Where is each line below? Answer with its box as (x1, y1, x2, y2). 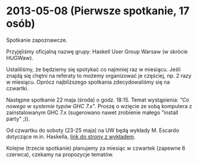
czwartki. (6, 84, 29, 92)
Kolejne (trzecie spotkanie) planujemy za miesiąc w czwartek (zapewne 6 (6, 144, 186, 152)
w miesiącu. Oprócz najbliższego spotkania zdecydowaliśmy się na (6, 78, 170, 86)
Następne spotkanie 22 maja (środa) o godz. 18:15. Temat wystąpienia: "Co (6, 96, 190, 103)
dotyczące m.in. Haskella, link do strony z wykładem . (6, 133, 136, 140)
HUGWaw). (6, 54, 34, 61)
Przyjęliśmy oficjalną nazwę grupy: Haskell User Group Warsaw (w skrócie (6, 48, 188, 55)
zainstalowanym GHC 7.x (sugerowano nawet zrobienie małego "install (6, 109, 179, 116)
